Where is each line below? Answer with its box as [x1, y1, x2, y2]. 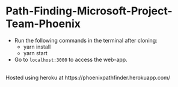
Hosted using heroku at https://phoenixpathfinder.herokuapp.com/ [5, 74, 171, 81]
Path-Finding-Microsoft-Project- [5, 4, 173, 18]
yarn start [23, 49, 48, 56]
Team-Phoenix [5, 17, 81, 31]
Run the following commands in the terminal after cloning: [14, 37, 158, 44]
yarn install [23, 43, 51, 50]
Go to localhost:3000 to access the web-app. [14, 56, 127, 63]
